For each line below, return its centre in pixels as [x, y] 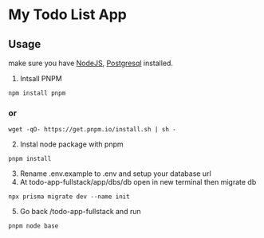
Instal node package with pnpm [71, 144]
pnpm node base [33, 226]
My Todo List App [68, 15]
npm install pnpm [37, 93]
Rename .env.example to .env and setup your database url [115, 174]
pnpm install [30, 159]
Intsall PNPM [41, 78]
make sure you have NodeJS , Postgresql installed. [91, 63]
